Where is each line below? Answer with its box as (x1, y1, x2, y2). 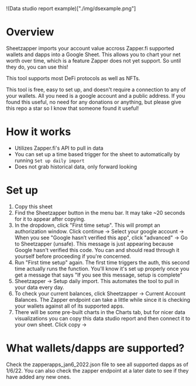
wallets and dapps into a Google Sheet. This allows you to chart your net (6, 51, 181, 58)
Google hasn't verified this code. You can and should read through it (14, 246, 180, 253)
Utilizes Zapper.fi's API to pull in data (14, 144, 104, 151)
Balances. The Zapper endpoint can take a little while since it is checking (14, 296, 190, 303)
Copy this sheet (14, 203, 53, 210)
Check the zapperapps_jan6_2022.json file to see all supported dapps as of (6, 361, 188, 368)
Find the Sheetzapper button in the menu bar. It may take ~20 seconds (14, 209, 185, 216)
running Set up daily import (14, 157, 85, 164)
